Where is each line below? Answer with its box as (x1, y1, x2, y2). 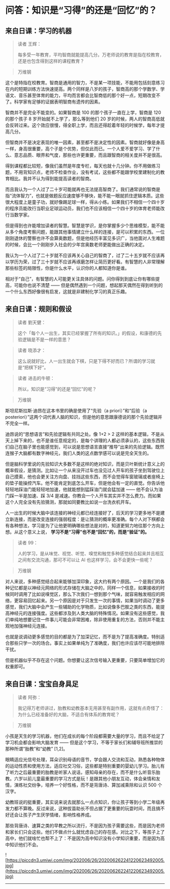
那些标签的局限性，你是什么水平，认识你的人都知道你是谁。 (5, 265, 130, 271)
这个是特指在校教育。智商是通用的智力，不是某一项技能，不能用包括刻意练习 (5, 80, 165, 85)
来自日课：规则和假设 (5, 305, 72, 313)
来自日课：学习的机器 (5, 26, 72, 35)
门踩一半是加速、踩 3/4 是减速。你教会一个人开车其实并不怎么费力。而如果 (5, 492, 161, 498)
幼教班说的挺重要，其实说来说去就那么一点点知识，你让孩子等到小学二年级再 (5, 799, 165, 805)
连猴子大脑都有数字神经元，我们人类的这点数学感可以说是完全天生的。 (5, 450, 152, 456)
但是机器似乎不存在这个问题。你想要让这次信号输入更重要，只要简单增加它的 (5, 657, 165, 663)
